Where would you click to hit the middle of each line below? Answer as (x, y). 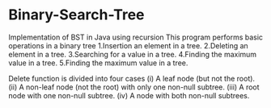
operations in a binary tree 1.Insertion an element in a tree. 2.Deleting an (128, 45)
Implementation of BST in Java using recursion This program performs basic (136, 37)
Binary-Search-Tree (76, 15)
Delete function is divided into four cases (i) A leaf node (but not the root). (132, 78)
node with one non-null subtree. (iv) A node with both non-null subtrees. (129, 95)
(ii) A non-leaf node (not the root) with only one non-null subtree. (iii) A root (134, 87)
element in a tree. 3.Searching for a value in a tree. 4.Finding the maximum (133, 54)
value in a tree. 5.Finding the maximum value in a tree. (98, 63)
